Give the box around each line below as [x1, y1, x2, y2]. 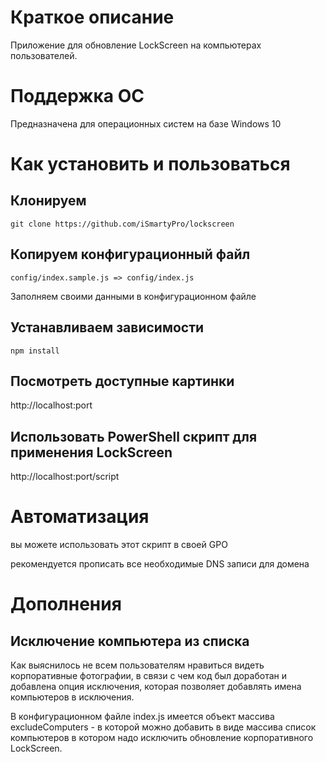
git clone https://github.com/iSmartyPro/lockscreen [10, 219, 235, 229]
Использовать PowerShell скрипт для [10, 428, 258, 445]
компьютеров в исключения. [10, 691, 135, 703]
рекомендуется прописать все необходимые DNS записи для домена [10, 558, 310, 570]
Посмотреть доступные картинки [10, 372, 235, 390]
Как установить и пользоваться [10, 153, 291, 176]
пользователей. [10, 49, 78, 61]
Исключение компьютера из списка [10, 632, 250, 650]
